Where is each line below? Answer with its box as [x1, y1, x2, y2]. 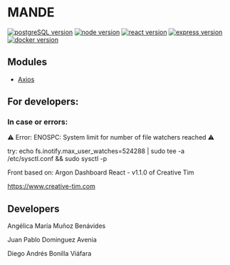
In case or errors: [7, 117, 68, 127]
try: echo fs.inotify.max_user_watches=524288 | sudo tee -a [7, 147, 185, 155]
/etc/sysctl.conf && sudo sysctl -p [7, 155, 108, 163]
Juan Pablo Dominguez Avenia [7, 236, 98, 244]
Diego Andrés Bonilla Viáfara [7, 249, 92, 258]
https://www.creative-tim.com [7, 182, 96, 191]
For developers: [7, 95, 79, 108]
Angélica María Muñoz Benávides [7, 222, 106, 230]
